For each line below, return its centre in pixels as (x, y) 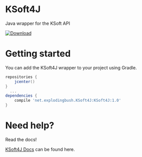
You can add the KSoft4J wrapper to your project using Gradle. (71, 67)
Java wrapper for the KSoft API (38, 23)
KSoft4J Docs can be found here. (40, 149)
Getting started (38, 54)
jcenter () (25, 82)
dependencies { (21, 96)
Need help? (30, 126)
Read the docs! (21, 139)
